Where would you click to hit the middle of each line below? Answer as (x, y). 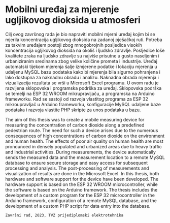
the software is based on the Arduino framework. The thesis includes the (81, 189)
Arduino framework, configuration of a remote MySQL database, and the (81, 200)
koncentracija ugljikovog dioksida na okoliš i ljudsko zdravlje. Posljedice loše (85, 50)
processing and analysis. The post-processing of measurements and (77, 168)
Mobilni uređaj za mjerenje (62, 9)
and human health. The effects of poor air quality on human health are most (84, 141)
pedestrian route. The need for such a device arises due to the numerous (82, 130)
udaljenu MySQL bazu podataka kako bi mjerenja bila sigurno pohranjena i (83, 72)
